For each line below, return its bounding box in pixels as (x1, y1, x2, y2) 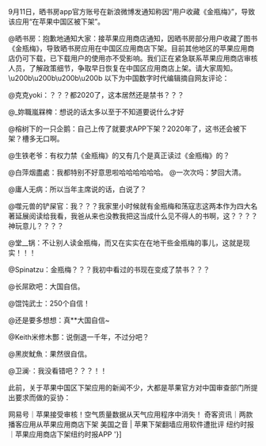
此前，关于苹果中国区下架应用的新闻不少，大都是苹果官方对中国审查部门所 (8, 383, 251, 392)
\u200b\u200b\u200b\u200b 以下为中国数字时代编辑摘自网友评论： (8, 74, 230, 83)
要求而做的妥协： (14, 393, 71, 402)
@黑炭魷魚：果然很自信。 (8, 349, 92, 359)
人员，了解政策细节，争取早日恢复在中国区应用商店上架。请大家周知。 (8, 63, 237, 73)
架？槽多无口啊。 (8, 134, 64, 143)
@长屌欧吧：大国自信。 (8, 282, 85, 291)
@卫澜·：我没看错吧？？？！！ (8, 366, 108, 375)
